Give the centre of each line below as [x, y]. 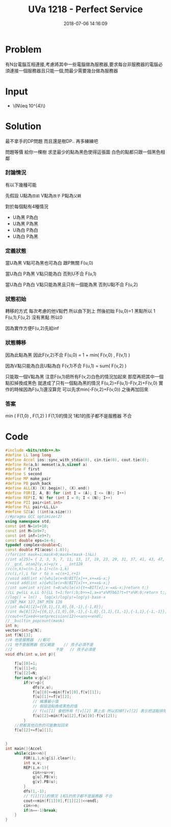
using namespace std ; [28, 522]
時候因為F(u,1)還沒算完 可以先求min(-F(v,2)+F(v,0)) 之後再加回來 [81, 389]
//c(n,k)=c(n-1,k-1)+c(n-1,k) [37, 569]
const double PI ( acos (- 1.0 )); [37, 550]
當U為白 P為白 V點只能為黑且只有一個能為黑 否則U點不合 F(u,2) [72, 285]
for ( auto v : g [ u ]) [33, 678]
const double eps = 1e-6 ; [31, 540]
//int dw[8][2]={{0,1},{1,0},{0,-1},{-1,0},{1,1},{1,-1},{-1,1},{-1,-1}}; [86, 611]
